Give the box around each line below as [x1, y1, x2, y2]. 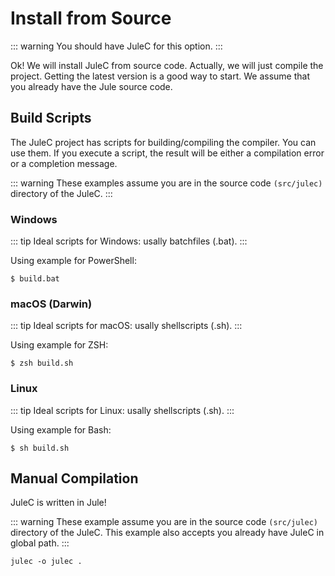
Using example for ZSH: [10, 339, 109, 351]
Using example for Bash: [10, 423, 112, 436]
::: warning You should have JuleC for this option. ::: [10, 40, 223, 52]
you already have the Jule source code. [10, 80, 173, 92]
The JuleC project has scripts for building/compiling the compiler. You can [10, 136, 317, 148]
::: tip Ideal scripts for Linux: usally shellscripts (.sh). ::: [10, 404, 235, 416]
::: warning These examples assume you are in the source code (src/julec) [10, 177, 323, 189]
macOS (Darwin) [10, 297, 93, 311]
